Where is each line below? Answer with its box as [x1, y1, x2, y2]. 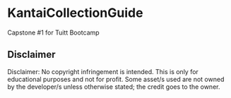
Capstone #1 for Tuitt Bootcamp [7, 28, 100, 37]
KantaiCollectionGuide [7, 5, 143, 21]
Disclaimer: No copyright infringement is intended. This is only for [7, 67, 199, 75]
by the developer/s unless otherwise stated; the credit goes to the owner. [7, 82, 220, 91]
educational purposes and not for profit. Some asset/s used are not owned [7, 75, 225, 83]
